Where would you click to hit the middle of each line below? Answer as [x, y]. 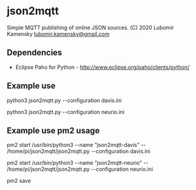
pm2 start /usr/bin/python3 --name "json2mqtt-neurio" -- [78, 163]
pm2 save [19, 181]
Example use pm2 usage [53, 131]
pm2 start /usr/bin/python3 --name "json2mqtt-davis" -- [76, 145]
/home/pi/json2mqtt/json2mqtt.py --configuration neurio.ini [80, 169]
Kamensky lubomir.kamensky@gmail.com [58, 33]
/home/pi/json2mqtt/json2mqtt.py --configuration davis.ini [79, 151]
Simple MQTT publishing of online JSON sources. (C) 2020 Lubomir [90, 27]
